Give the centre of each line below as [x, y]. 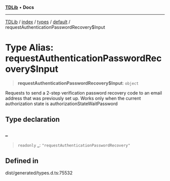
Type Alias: [30, 48]
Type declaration [32, 120]
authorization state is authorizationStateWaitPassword [61, 104]
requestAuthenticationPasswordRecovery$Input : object [78, 83]
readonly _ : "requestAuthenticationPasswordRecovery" [74, 145]
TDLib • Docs [20, 7]
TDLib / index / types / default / [38, 22]
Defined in [22, 161]
